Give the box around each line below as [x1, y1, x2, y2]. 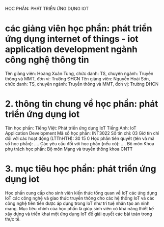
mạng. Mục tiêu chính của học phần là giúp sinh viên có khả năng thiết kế [5, 205, 154, 211]
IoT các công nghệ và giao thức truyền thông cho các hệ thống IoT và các [5, 195, 155, 201]
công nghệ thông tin [5, 54, 89, 65]
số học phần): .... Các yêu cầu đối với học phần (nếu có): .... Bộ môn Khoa [5, 140, 155, 146]
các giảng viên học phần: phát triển [5, 23, 152, 34]
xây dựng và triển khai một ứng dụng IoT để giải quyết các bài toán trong [5, 211, 152, 217]
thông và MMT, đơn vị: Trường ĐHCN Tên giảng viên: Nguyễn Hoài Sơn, [5, 75, 150, 82]
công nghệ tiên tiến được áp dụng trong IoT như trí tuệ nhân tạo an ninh [5, 200, 150, 206]
